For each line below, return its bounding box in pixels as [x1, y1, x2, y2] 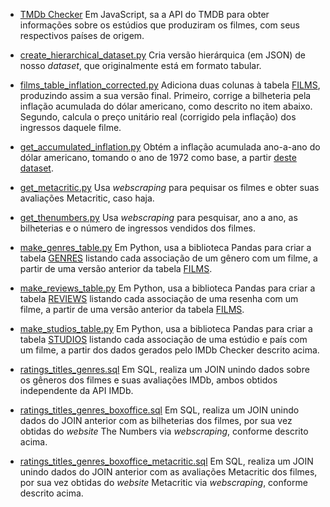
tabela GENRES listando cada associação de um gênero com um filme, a [19, 252, 318, 264]
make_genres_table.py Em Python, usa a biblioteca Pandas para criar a [19, 242, 312, 253]
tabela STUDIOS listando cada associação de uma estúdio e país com [19, 334, 308, 345]
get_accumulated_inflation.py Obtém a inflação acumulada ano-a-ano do [19, 141, 321, 153]
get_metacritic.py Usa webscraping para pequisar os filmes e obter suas [19, 182, 320, 193]
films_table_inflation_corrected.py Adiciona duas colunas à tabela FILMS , [19, 79, 321, 91]
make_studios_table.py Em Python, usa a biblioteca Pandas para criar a [19, 323, 313, 334]
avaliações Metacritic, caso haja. [19, 192, 155, 204]
